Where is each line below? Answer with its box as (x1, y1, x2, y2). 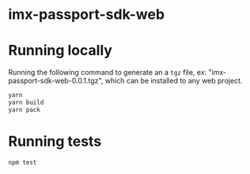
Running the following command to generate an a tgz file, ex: (8, 68, 207, 77)
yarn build (8, 98, 44, 106)
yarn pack (8, 106, 41, 113)
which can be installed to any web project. (104, 76, 243, 86)
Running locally (8, 42, 113, 60)
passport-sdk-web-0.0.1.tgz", (8, 76, 104, 86)
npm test (8, 158, 37, 166)
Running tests (8, 132, 102, 150)
